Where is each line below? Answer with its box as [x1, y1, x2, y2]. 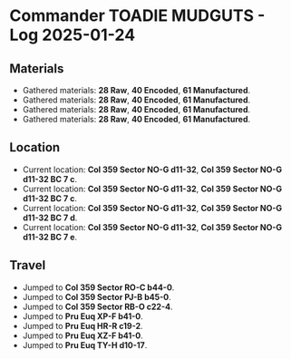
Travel [9, 257, 46, 273]
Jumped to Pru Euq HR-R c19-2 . [22, 320, 143, 331]
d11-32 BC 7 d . [22, 212, 78, 223]
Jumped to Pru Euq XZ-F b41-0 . [22, 330, 143, 341]
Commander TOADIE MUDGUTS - [9, 5, 266, 26]
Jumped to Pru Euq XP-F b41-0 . [22, 310, 143, 322]
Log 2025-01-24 [9, 24, 136, 45]
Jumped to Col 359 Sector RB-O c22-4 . [22, 301, 173, 312]
